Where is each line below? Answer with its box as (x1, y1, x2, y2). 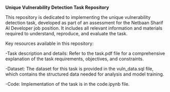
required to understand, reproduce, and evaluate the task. (5, 31, 128, 36)
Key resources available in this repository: (5, 40, 94, 47)
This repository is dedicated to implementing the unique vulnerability (5, 14, 151, 20)
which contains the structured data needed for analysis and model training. (5, 71, 164, 77)
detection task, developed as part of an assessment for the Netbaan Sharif (5, 20, 163, 26)
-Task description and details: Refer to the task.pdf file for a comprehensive (5, 51, 165, 56)
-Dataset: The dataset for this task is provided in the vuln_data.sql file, (5, 66, 154, 72)
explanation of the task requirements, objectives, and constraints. (5, 56, 144, 62)
